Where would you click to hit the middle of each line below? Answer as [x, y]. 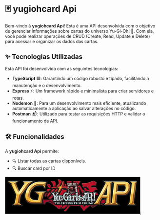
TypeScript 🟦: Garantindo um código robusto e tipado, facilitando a [80, 78]
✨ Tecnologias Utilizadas [44, 57]
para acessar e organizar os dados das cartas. [52, 41]
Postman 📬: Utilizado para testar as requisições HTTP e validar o [79, 114]
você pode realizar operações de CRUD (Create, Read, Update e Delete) [78, 36]
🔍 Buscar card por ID [34, 168]
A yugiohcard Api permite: [32, 151]
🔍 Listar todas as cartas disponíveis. [49, 161]
